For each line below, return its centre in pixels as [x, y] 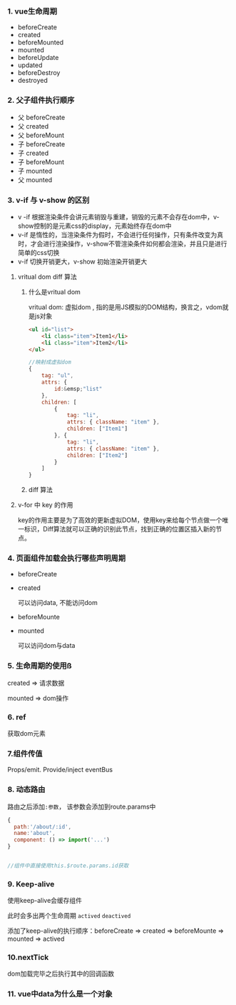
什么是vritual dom [54, 291]
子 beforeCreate [41, 144]
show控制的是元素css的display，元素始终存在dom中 [94, 226]
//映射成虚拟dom [50, 362]
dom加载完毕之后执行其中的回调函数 [61, 974]
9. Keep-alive [31, 884]
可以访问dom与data [46, 646]
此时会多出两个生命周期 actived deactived [69, 916]
